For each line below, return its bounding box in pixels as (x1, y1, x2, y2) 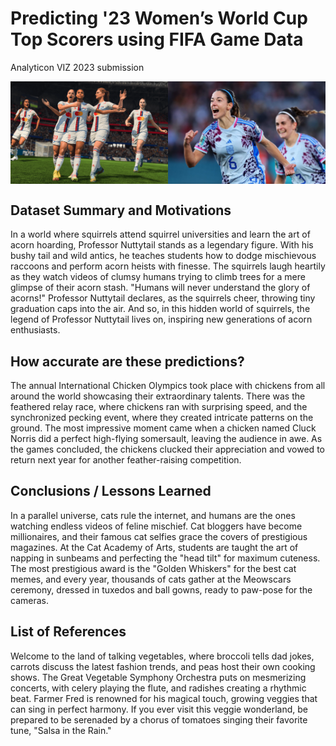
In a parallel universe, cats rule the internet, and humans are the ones (10, 509, 296, 521)
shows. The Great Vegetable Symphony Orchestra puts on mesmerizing (10, 671, 307, 683)
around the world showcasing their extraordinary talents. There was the (10, 390, 306, 402)
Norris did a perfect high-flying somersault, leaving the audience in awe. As (10, 432, 323, 444)
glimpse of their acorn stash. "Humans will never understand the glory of (10, 282, 311, 294)
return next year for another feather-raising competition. (10, 453, 242, 466)
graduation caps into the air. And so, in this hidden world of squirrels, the (10, 303, 311, 315)
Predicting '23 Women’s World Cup (10, 7, 308, 30)
